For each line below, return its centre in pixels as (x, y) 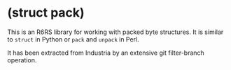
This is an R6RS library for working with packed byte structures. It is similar (115, 32)
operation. (22, 60)
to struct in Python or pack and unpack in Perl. (73, 39)
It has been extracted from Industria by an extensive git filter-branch (106, 53)
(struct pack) (46, 13)
